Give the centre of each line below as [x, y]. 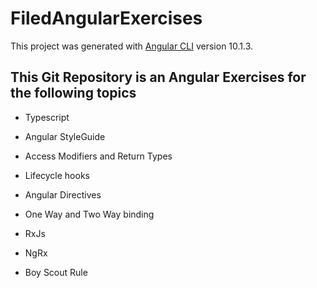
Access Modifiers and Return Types [98, 156]
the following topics [73, 93]
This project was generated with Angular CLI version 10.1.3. [132, 46]
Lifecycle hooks [57, 175]
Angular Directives [63, 194]
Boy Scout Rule [56, 272]
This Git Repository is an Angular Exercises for [158, 77]
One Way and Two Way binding [89, 214]
